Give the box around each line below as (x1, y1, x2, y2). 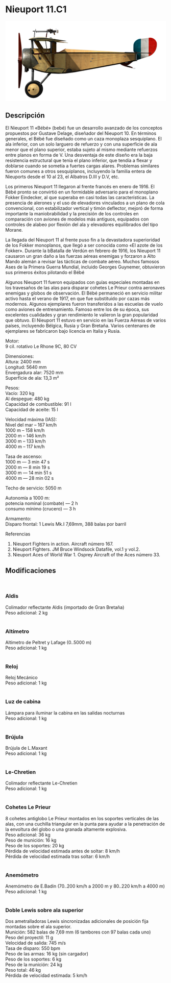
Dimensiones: (5, 353, 34, 359)
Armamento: (5, 515, 32, 522)
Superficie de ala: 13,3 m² (5, 375, 60, 381)
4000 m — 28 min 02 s (5, 475, 54, 481)
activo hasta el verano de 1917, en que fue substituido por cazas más (5, 295, 150, 302)
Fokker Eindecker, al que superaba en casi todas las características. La (5, 194, 155, 200)
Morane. (5, 227, 23, 233)
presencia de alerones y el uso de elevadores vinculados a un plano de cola (5, 200, 165, 206)
